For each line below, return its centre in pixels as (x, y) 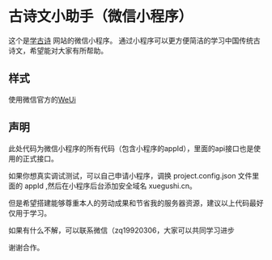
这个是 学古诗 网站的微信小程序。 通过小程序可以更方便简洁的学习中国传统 (131, 40)
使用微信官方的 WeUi (42, 99)
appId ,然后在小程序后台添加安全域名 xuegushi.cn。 (110, 186)
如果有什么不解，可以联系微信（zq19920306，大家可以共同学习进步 (121, 230)
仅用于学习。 (30, 213)
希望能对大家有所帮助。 (68, 50)
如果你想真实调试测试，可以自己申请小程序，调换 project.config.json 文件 (130, 175)
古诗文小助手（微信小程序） (101, 17)
